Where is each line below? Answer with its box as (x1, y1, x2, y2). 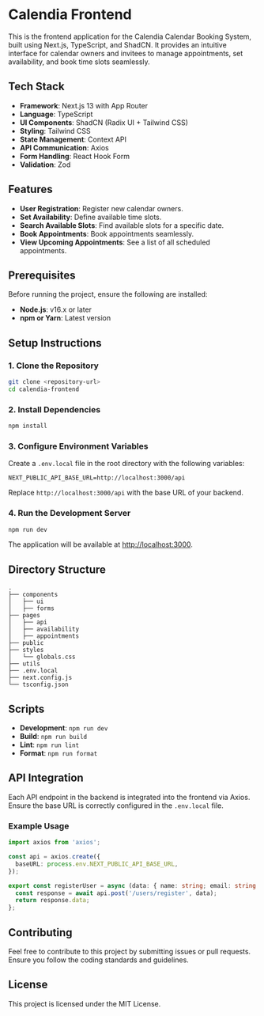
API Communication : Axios (19, 142, 109, 152)
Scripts (8, 702, 45, 715)
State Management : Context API (19, 135, 127, 144)
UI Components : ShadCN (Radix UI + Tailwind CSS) (19, 117, 188, 127)
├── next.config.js (8, 674, 73, 682)
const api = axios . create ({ (8, 853, 101, 861)
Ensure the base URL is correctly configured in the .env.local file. (8, 801, 224, 810)
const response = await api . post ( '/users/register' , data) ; (15, 889, 217, 897)
